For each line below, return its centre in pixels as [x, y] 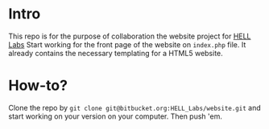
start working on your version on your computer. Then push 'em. [116, 116]
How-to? [38, 86]
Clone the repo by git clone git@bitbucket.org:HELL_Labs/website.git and [134, 107]
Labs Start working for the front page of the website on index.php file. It [127, 44]
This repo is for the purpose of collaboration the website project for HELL [130, 36]
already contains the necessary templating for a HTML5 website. [116, 53]
